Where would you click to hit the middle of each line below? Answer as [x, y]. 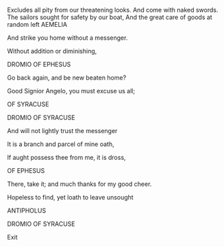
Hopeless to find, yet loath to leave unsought [70, 197]
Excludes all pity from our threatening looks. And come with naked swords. [113, 10]
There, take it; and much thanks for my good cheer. [79, 184]
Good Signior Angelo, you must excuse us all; [71, 91]
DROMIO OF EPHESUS [39, 64]
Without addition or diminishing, [52, 51]
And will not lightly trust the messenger [62, 131]
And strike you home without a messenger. [67, 38]
